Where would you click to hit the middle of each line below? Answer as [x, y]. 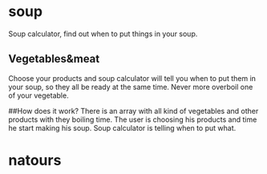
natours [35, 160]
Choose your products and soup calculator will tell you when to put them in [132, 78]
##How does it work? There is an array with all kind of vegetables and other [133, 111]
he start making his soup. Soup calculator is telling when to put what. [122, 127]
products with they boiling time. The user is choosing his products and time [133, 119]
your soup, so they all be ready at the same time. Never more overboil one [131, 87]
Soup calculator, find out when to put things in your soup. [103, 34]
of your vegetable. [39, 95]
